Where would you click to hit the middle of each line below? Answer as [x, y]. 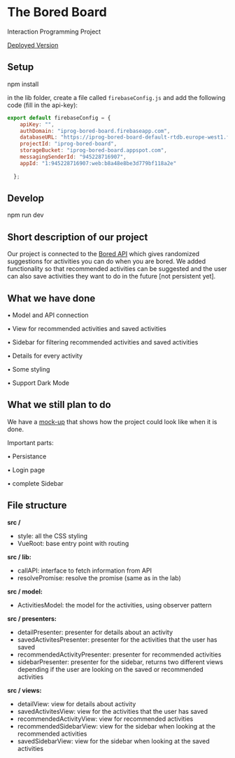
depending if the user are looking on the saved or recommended [111, 669]
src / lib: [19, 556]
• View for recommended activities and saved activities [87, 328]
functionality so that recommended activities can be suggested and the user [117, 269]
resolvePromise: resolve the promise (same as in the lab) [99, 577]
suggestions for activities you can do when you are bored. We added [107, 261]
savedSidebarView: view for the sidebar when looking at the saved [113, 741]
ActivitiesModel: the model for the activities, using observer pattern [114, 605]
